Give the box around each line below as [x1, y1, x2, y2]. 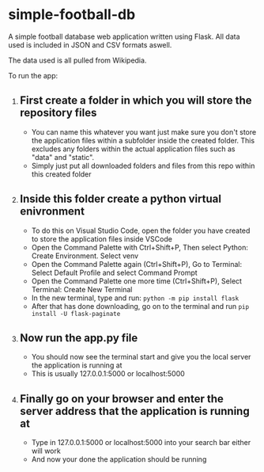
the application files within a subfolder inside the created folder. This [31, 135, 255, 145]
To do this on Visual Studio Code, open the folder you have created [31, 226, 251, 235]
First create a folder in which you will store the [19, 93, 252, 108]
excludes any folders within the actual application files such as [31, 144, 236, 154]
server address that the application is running [19, 404, 251, 417]
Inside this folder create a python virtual [19, 192, 221, 206]
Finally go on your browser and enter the [19, 392, 224, 405]
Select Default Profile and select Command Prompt [31, 268, 198, 277]
